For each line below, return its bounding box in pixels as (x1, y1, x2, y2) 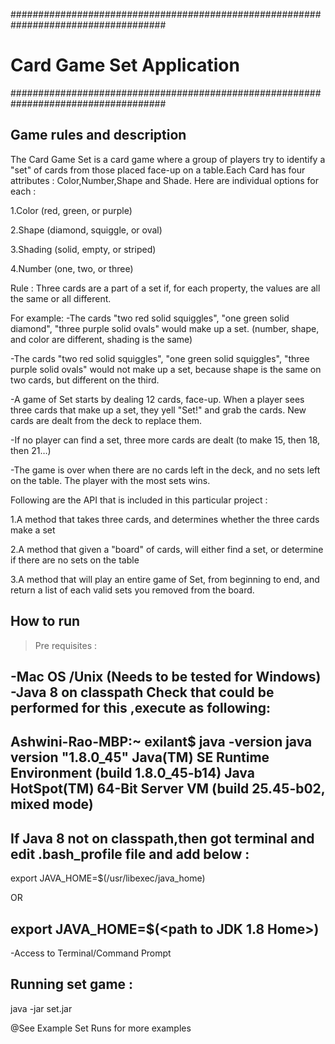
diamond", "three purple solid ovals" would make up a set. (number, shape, (10, 322, 320, 334)
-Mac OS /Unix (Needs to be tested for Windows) (10, 668, 322, 685)
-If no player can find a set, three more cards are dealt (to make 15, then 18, (10, 434, 321, 446)
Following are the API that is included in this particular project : (10, 494, 268, 506)
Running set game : (10, 976, 134, 993)
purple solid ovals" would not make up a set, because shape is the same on (10, 363, 322, 375)
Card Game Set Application (10, 54, 240, 77)
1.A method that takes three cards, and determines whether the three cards (10, 513, 320, 525)
